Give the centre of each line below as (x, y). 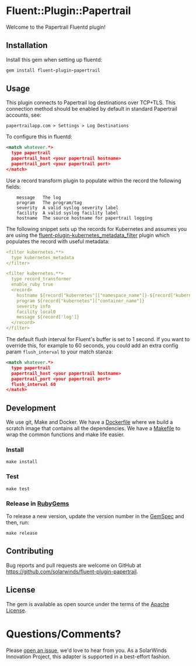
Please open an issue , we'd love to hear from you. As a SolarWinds (87, 650)
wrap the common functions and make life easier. (65, 434)
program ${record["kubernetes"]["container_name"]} (80, 301)
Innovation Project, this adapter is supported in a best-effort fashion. (88, 656)
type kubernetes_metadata (43, 257)
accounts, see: (24, 115)
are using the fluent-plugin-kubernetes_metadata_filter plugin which (88, 235)
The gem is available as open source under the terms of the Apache (88, 604)
